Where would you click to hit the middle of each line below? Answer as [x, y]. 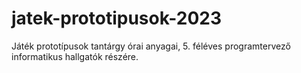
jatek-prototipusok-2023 [117, 18]
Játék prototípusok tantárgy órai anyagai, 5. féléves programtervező [151, 46]
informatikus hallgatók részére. [75, 56]
